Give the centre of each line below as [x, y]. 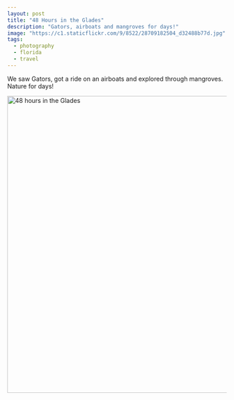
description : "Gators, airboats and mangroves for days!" [93, 26]
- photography [34, 46]
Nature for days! [31, 86]
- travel [26, 59]
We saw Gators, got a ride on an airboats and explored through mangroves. [115, 79]
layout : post [26, 14]
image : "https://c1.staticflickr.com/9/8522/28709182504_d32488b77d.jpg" [117, 33]
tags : [15, 40]
